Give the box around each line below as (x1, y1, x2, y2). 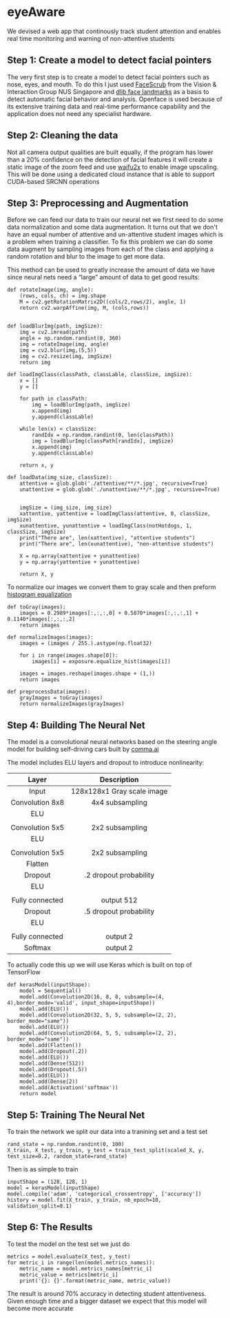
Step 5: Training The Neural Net (7, 1109, 145, 1121)
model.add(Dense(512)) (19, 1060, 85, 1067)
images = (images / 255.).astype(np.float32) (19, 640, 153, 647)
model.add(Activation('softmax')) (19, 1084, 118, 1091)
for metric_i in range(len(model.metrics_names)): (7, 1259, 156, 1266)
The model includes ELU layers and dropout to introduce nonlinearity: (7, 759, 205, 767)
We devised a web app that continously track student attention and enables (7, 27, 222, 35)
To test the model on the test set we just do (7, 1239, 130, 1248)
